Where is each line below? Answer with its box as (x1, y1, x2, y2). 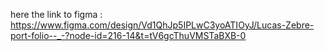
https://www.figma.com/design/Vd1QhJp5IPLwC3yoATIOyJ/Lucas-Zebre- (10, 19, 315, 31)
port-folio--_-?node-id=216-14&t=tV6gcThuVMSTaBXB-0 (10, 30, 247, 41)
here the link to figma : (10, 9, 103, 20)
